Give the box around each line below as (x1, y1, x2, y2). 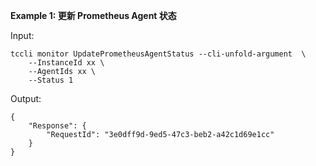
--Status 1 (28, 75, 74, 85)
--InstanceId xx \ (28, 58, 105, 68)
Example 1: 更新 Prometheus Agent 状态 (10, 10, 177, 21)
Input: (10, 30, 35, 41)
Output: (10, 93, 42, 104)
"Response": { (28, 121, 87, 131)
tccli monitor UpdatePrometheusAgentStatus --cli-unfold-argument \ (10, 49, 307, 59)
